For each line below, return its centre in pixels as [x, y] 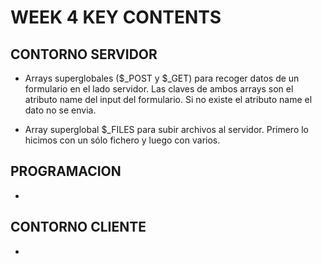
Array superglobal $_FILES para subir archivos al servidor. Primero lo [167, 129]
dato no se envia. [60, 110]
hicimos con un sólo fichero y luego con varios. [122, 140]
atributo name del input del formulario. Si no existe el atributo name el [168, 99]
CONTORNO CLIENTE [78, 227]
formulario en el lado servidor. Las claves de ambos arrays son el [159, 89]
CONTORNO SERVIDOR [84, 54]
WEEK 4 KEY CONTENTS [116, 17]
